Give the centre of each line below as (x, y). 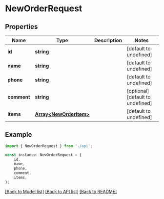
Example (19, 135)
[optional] (138, 91)
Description (108, 40)
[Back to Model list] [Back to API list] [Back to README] (61, 191)
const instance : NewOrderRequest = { (43, 155)
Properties (21, 27)
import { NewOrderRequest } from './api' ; (49, 146)
